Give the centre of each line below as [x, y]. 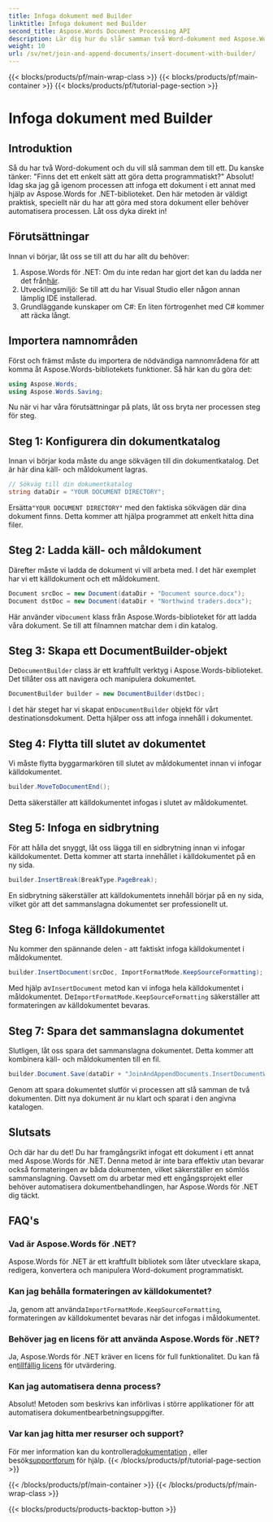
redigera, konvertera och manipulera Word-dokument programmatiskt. [126, 1271]
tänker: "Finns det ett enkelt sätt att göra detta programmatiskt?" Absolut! [131, 177]
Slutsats [30, 1133]
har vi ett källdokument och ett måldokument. [84, 578]
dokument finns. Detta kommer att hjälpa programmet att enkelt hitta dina [131, 516]
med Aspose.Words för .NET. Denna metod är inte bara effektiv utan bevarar [136, 1161]
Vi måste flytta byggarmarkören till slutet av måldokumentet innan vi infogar [135, 763]
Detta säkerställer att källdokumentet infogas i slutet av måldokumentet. [128, 802]
